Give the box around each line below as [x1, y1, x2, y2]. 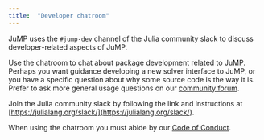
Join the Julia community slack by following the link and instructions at [8, 98, 243, 108]
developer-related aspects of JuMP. [8, 42, 128, 52]
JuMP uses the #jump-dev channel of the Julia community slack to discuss [8, 34, 254, 43]
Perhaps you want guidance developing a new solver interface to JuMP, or [8, 66, 256, 76]
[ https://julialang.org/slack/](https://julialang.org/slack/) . [8, 107, 195, 117]
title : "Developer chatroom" [8, 11, 110, 20]
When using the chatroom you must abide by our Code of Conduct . [8, 122, 232, 132]
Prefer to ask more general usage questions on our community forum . [8, 83, 240, 93]
